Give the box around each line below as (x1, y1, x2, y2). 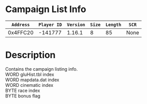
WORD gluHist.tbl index (5, 71, 54, 77)
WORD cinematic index (5, 82, 54, 88)
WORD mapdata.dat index (5, 77, 59, 83)
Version (66, 22, 85, 27)
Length (105, 22, 122, 27)
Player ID (38, 22, 62, 27)
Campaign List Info (5, 4, 87, 15)
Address (11, 22, 30, 27)
